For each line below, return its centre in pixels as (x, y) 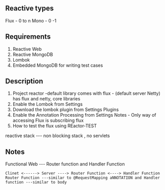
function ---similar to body (36, 182)
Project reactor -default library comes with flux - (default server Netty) (87, 93)
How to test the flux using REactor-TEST (55, 126)
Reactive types (30, 8)
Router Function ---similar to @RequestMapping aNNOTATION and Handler (82, 178)
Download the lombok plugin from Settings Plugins (66, 110)
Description (24, 81)
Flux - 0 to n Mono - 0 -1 (31, 20)
